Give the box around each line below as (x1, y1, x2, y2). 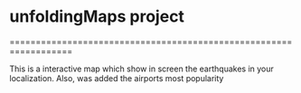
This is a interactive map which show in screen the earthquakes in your (9, 63, 274, 74)
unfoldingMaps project (9, 6, 185, 27)
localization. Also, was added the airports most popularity (9, 72, 224, 83)
